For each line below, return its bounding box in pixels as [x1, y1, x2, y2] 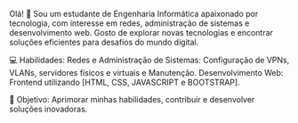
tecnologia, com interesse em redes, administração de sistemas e [9, 18, 250, 29]
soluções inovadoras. [9, 103, 88, 114]
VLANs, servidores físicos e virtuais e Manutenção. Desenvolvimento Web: [9, 68, 284, 78]
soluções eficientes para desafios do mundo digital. [9, 37, 199, 47]
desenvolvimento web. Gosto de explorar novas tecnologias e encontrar [9, 28, 274, 37]
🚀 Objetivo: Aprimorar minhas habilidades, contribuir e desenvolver [9, 94, 255, 104]
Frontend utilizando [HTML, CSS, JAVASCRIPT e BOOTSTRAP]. [9, 77, 240, 87]
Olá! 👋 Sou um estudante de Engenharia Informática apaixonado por [9, 9, 259, 19]
